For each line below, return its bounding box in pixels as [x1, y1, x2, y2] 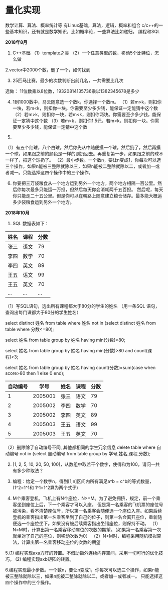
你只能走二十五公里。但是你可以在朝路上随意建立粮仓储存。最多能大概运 [12, 192, 162, 199]
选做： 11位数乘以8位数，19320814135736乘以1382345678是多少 [5, 88, 139, 94]
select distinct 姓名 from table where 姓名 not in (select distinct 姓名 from [5, 320, 156, 326]
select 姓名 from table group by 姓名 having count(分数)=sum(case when [5, 364, 156, 370]
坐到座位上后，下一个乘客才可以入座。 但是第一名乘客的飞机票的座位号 [17, 501, 163, 508]
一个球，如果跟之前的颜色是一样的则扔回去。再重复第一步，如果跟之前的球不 [5, 150, 163, 156]
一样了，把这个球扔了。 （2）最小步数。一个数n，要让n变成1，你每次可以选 [5, 157, 161, 163]
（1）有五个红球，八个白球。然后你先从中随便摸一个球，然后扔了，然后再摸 [5, 144, 161, 150]
